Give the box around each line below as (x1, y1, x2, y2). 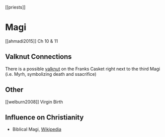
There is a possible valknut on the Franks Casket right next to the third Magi (5, 66, 161, 72)
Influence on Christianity (5, 113, 84, 122)
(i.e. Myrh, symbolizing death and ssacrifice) (5, 71, 97, 77)
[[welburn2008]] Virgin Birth (5, 99, 63, 105)
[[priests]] (5, 4, 26, 10)
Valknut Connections (5, 52, 72, 61)
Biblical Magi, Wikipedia (12, 127, 62, 133)
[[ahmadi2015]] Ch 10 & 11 (5, 38, 58, 44)
